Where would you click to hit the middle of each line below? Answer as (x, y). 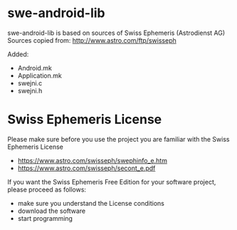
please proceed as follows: (47, 189)
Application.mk (39, 75)
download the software (52, 211)
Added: (18, 54)
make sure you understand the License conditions (91, 203)
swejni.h (30, 90)
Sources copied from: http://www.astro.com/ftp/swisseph (92, 40)
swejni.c (30, 83)
